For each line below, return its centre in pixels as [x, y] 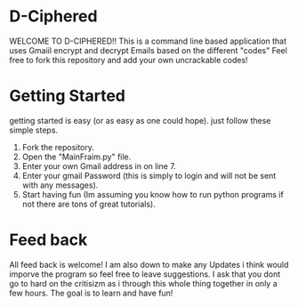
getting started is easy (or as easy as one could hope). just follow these [140, 120]
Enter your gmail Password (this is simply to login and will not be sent [149, 175]
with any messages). [60, 185]
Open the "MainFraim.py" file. [77, 157]
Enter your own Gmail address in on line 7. [99, 166]
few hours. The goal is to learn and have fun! [91, 293]
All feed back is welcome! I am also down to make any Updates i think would [149, 264]
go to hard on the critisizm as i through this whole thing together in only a [143, 283]
